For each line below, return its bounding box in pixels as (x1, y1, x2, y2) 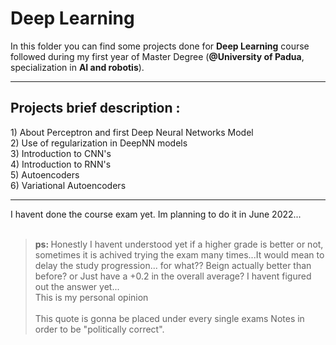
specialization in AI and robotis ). (10, 61, 145, 73)
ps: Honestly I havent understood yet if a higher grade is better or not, (34, 238, 324, 250)
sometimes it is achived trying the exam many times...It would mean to (34, 248, 325, 261)
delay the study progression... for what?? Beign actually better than (34, 259, 312, 271)
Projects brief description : (10, 100, 181, 117)
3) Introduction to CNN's (10, 147, 112, 159)
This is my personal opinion (34, 291, 149, 303)
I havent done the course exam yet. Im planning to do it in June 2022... (10, 208, 302, 220)
